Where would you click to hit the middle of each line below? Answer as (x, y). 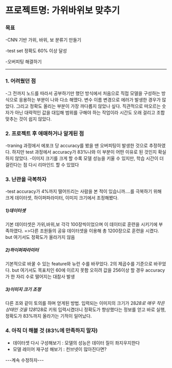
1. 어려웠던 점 (21, 81)
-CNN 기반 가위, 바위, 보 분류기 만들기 (43, 40)
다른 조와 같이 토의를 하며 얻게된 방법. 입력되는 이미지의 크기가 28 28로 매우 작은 (85, 303)
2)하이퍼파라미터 (22, 250)
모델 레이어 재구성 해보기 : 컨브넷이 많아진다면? (60, 349)
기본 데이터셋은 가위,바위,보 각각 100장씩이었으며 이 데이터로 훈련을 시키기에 (81, 224)
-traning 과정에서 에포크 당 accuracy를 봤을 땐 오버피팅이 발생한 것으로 (77, 146)
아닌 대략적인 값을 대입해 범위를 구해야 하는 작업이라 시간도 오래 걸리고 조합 (90, 112)
